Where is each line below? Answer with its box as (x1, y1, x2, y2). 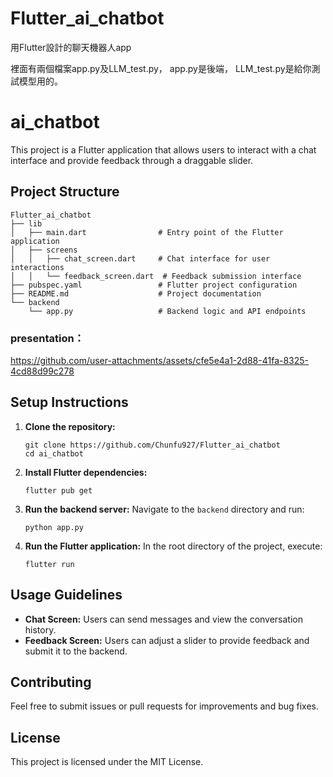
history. (24, 623, 57, 636)
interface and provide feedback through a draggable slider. (10, 154, 254, 166)
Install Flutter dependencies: (24, 466, 148, 478)
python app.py (24, 522, 84, 532)
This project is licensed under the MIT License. (10, 756, 204, 768)
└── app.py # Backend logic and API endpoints (28, 306, 307, 316)
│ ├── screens (10, 245, 78, 255)
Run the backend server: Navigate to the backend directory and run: (24, 503, 305, 515)
